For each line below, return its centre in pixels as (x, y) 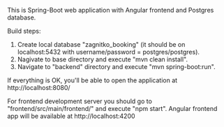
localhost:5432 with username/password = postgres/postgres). (109, 52)
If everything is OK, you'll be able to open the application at (92, 80)
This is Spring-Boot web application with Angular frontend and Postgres (111, 10)
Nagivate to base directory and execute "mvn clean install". (103, 59)
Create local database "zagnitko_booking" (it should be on (101, 44)
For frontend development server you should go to (80, 101)
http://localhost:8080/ (39, 88)
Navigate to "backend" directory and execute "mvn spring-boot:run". (116, 67)
